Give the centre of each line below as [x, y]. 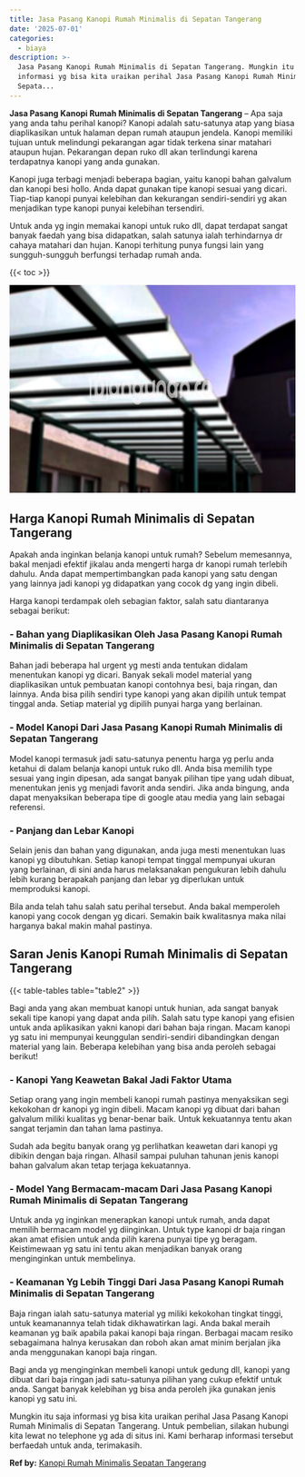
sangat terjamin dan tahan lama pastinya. [86, 1129]
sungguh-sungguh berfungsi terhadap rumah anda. [106, 254]
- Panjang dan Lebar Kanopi [72, 830]
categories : [32, 38]
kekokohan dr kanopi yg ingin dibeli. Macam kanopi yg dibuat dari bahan [145, 1109]
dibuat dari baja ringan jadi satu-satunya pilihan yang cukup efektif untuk [146, 1379]
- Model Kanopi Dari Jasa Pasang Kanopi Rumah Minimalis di [146, 728]
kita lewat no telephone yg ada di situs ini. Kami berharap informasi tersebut [152, 1435]
